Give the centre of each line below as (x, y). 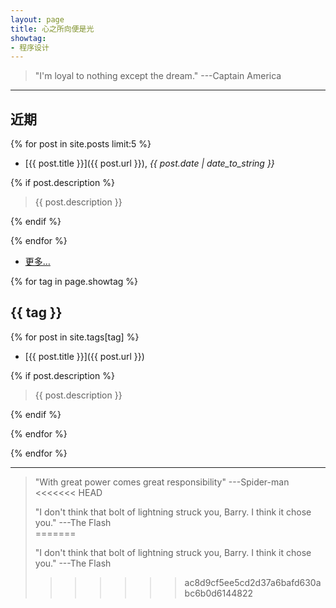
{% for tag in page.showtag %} (74, 282)
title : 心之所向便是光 (52, 29)
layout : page (37, 19)
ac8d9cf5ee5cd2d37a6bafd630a (253, 582)
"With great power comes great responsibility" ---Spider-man (162, 482)
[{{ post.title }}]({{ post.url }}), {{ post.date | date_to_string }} (149, 163)
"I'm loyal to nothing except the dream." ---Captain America (158, 76)
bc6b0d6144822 (219, 593)
